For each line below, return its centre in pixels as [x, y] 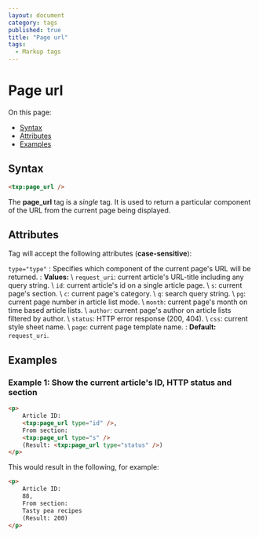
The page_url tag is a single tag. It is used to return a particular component [129, 201]
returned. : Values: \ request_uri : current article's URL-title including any [126, 277]
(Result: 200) [45, 518]
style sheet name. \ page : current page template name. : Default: [112, 327]
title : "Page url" [38, 37]
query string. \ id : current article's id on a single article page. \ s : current [125, 285]
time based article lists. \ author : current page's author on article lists [120, 310]
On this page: [30, 112]
